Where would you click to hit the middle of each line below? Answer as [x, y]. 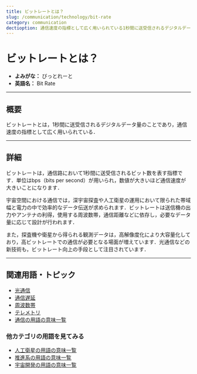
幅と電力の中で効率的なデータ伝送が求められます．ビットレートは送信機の [96, 207]
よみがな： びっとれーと [44, 76]
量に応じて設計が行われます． [42, 222]
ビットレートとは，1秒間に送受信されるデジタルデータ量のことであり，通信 [97, 124]
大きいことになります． [34, 187]
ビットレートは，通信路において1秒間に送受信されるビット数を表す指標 [92, 173]
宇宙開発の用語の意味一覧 [45, 365]
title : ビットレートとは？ [35, 11]
